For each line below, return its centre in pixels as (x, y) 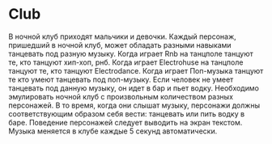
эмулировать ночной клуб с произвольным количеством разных (121, 96)
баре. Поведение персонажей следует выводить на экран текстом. (125, 122)
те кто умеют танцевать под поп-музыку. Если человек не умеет (121, 79)
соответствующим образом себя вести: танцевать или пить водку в (127, 113)
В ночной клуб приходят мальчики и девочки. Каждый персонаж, (122, 36)
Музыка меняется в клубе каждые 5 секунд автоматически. (113, 131)
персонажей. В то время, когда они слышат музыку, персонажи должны (134, 105)
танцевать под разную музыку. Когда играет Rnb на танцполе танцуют (131, 53)
